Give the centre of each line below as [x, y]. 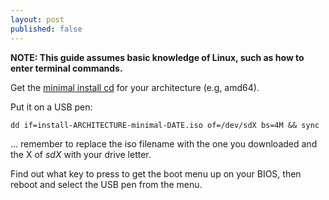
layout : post [37, 19]
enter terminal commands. [66, 68]
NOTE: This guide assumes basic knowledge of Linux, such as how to [157, 57]
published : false [46, 29]
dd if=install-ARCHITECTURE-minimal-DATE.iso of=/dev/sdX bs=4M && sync [165, 125]
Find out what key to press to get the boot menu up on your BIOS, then [156, 173]
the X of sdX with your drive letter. [81, 154]
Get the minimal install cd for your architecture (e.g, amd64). [135, 87]
